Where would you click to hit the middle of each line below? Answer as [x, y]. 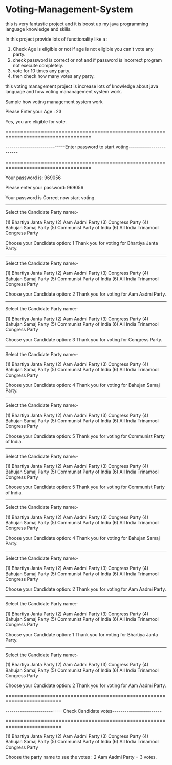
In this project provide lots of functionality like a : [57, 39]
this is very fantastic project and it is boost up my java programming [77, 24]
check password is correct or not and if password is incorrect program [87, 60]
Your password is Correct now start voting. [50, 197]
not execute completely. [38, 65]
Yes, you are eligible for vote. [36, 121]
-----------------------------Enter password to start [60, 147]
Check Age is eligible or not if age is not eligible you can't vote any [83, 49]
